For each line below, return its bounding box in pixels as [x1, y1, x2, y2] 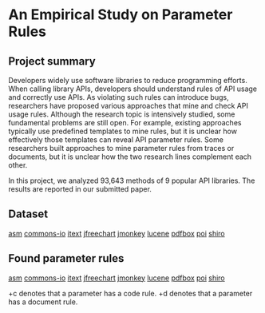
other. [8, 160, 28, 169]
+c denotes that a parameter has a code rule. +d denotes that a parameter [8, 288, 253, 298]
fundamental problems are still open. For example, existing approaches [8, 118, 242, 127]
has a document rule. [8, 297, 78, 307]
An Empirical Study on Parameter [8, 6, 233, 24]
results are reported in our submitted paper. [8, 184, 152, 193]
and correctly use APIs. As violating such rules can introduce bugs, [8, 93, 229, 101]
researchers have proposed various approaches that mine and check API [8, 101, 249, 110]
